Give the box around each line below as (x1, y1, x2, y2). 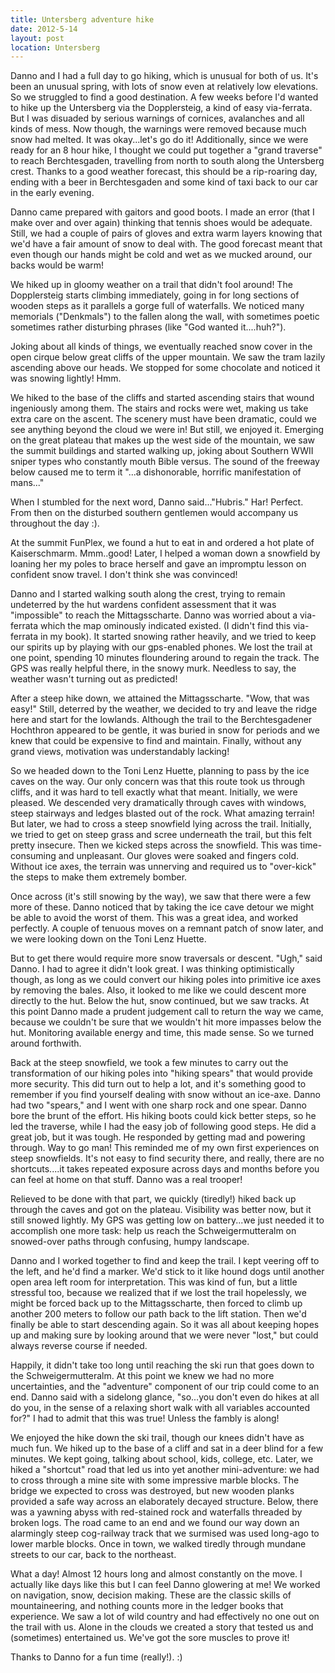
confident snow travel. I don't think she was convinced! (10, 569, 238, 581)
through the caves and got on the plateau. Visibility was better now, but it (10, 1204, 312, 1216)
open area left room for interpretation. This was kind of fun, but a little (10, 1276, 298, 1288)
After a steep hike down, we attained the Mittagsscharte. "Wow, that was (10, 692, 310, 705)
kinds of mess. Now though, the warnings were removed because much (10, 123, 307, 135)
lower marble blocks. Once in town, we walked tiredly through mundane (10, 1538, 307, 1550)
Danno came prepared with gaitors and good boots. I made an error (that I (10, 206, 315, 218)
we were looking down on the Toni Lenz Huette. (10, 933, 207, 945)
